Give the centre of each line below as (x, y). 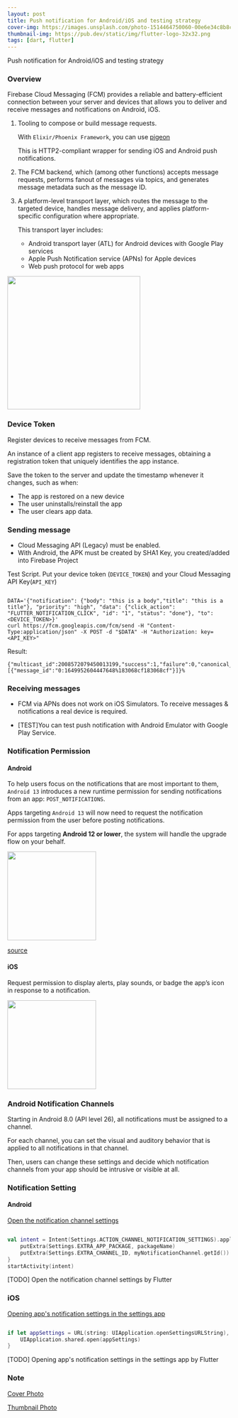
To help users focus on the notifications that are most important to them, (113, 784)
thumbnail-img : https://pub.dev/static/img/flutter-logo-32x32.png (109, 34)
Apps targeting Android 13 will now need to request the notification (105, 813)
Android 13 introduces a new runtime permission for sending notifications (114, 791)
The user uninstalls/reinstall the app (70, 504)
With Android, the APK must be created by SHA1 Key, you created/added (124, 553)
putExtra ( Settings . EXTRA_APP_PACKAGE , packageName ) (98, 1246)
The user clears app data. (55, 511)
